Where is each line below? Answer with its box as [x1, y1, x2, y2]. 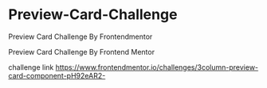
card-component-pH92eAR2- [8, 71, 106, 80]
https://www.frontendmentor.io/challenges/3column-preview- [55, 62, 259, 72]
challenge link [8, 62, 54, 72]
